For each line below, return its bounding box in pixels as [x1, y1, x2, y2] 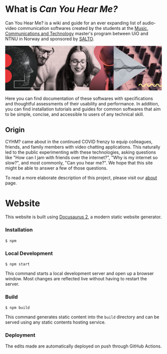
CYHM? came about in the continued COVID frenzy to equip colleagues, [5, 139, 153, 145]
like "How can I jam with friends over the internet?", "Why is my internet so [5, 155, 158, 161]
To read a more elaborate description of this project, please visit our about [5, 175, 158, 181]
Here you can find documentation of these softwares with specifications [5, 95, 153, 101]
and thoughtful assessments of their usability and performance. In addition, [5, 100, 160, 106]
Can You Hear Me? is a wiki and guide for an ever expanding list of [5, 20, 142, 26]
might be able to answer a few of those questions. [5, 165, 108, 171]
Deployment [5, 332, 36, 339]
